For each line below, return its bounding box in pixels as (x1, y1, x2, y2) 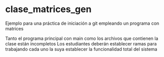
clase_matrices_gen (5, 4, 92, 15)
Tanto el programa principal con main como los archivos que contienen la (5, 35, 158, 41)
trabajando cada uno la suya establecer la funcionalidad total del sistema (5, 46, 158, 52)
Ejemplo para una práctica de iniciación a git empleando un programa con (5, 20, 159, 26)
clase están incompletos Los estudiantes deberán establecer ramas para (5, 40, 157, 46)
